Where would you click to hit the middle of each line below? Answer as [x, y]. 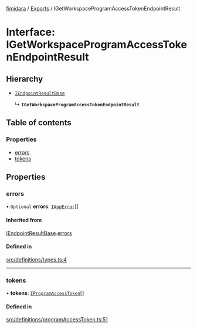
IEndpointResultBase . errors [39, 233]
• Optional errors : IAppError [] [43, 207]
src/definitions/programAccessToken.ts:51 [57, 320]
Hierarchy [25, 79]
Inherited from [24, 220]
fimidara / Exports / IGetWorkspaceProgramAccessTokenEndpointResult [93, 9]
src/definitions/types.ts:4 [37, 259]
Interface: [31, 32]
